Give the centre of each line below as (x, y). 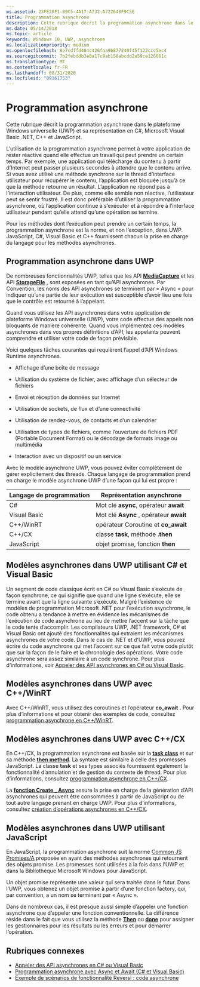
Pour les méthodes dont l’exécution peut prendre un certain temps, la (91, 224)
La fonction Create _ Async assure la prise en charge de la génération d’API (100, 790)
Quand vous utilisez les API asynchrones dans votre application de (88, 313)
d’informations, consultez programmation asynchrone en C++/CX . (87, 779)
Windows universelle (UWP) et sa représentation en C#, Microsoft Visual (96, 131)
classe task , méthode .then (134, 534)
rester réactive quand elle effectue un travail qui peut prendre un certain (95, 155)
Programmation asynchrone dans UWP (80, 261)
